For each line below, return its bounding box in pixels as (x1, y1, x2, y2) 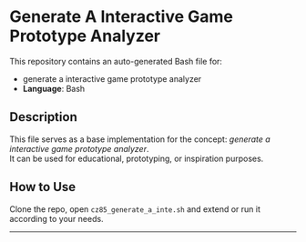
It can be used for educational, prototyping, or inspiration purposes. (9, 153, 264, 164)
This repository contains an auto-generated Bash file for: (9, 55, 223, 66)
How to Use (9, 179, 76, 195)
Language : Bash (22, 83, 86, 94)
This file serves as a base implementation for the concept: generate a (9, 134, 270, 145)
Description (9, 109, 77, 125)
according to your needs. (9, 213, 104, 224)
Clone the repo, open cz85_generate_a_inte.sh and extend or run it (9, 203, 261, 215)
